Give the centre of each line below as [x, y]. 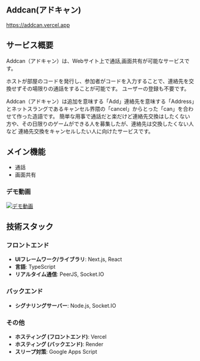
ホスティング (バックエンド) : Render [59, 344]
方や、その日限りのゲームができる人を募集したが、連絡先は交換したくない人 [100, 123]
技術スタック [30, 227]
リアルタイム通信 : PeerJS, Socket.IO [59, 274]
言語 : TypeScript [35, 267]
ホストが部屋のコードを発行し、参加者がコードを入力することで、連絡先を [98, 81]
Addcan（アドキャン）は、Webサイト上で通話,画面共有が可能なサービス [95, 60]
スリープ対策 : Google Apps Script [56, 352]
